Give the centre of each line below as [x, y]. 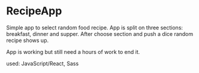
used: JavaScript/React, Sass [43, 63]
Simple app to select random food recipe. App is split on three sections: [95, 28]
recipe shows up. [28, 40]
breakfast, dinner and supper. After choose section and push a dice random [100, 34]
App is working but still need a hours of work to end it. [73, 51]
